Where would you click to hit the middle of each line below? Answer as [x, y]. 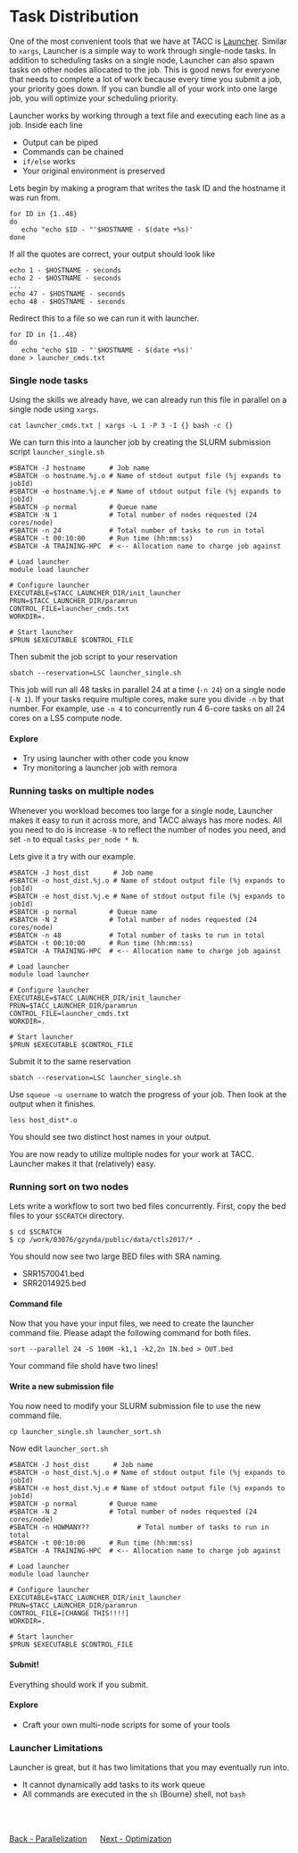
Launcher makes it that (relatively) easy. [83, 1163]
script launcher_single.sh [57, 452]
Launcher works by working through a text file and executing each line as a [147, 115]
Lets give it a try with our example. [73, 856]
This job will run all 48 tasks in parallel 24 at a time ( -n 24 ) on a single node [148, 690]
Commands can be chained [73, 151]
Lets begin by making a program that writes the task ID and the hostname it [148, 188]
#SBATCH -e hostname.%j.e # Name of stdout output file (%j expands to [145, 492]
